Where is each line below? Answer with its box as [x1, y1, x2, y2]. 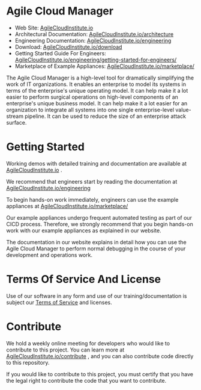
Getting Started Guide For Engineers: [14, 49, 106, 57]
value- [175, 106, 191, 113]
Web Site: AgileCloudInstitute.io [14, 24, 94, 31]
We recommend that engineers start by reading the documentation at [6, 178, 178, 185]
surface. [6, 119, 27, 126]
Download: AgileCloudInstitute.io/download [14, 43, 122, 51]
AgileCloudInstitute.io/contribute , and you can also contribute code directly [6, 352, 194, 359]
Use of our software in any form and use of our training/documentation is [6, 292, 187, 299]
